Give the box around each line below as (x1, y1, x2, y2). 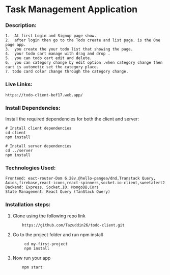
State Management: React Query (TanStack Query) (5, 189, 110, 194)
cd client (5, 130, 26, 136)
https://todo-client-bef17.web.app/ (5, 92, 83, 97)
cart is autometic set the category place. (5, 65, 99, 70)
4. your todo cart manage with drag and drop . (5, 51, 110, 57)
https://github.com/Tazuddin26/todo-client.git (22, 222, 125, 228)
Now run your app (12, 255, 51, 261)
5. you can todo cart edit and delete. (5, 56, 93, 61)
